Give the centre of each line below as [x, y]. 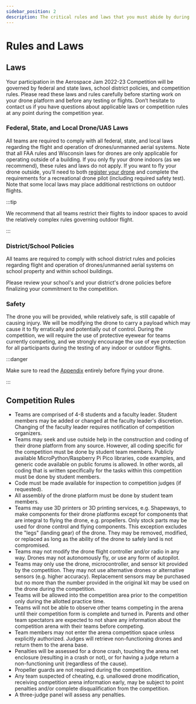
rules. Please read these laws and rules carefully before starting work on [94, 94]
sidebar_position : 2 [31, 11]
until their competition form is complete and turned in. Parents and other [102, 614]
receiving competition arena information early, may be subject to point [99, 682]
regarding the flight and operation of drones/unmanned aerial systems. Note [98, 147]
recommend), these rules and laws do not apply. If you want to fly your [91, 165]
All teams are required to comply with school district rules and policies [91, 259]
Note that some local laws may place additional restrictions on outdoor [91, 184]
